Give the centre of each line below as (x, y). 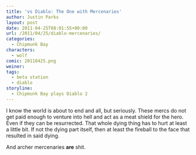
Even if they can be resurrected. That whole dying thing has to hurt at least (97, 123)
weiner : (16, 66)
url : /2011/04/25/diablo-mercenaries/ (53, 34)
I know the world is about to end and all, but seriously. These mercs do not (96, 110)
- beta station (30, 77)
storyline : (19, 88)
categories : (21, 39)
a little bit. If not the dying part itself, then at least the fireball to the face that (98, 129)
